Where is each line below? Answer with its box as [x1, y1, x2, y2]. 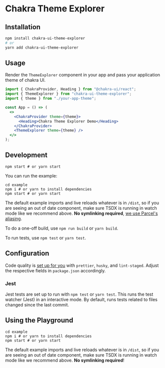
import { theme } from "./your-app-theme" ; [5, 96, 97, 101]
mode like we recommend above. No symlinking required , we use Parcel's [5, 210, 158, 216]
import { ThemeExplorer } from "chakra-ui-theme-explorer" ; [5, 91, 132, 97]
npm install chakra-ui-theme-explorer [5, 36, 85, 41]
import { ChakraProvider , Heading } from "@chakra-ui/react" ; [5, 87, 136, 92]
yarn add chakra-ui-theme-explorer [5, 45, 79, 50]
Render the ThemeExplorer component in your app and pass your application [5, 72, 160, 78]
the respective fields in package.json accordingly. [5, 267, 106, 273]
